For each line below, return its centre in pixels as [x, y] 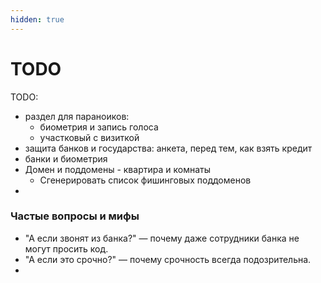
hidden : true [37, 19]
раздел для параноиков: [77, 116]
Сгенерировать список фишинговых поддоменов [145, 180]
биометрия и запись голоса [99, 127]
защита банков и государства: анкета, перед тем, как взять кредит [168, 148]
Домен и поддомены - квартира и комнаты [117, 169]
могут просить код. [66, 248]
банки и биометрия [66, 158]
